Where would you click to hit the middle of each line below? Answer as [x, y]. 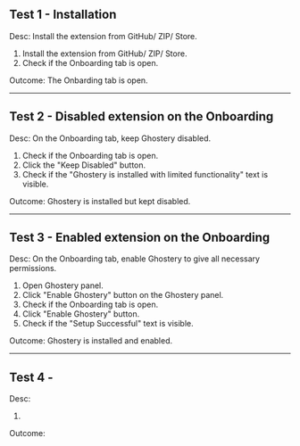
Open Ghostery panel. [63, 285]
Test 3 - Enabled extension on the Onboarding [140, 238]
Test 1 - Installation [63, 15]
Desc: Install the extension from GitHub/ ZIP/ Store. [104, 36]
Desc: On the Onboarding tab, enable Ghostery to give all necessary [135, 259]
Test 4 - [31, 377]
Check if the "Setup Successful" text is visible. [108, 324]
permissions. [33, 268]
